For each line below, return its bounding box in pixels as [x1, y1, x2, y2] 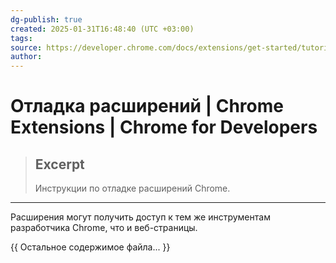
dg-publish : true [10, 14, 83, 25]
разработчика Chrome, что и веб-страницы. [10, 222, 198, 234]
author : [10, 52, 43, 62]
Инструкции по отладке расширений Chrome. [34, 182, 231, 195]
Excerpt [34, 156, 85, 173]
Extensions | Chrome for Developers [10, 116, 318, 139]
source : [10, 42, 43, 53]
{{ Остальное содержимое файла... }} [10, 241, 171, 253]
